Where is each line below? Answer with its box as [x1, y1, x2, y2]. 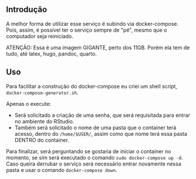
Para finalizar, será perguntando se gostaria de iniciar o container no [6, 147, 171, 154]
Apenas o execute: [6, 100, 51, 107]
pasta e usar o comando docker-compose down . [6, 166, 118, 173]
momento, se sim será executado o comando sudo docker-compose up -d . [6, 154, 183, 161]
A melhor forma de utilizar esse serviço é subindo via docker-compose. [6, 20, 179, 27]
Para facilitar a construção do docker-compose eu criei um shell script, [6, 82, 177, 89]
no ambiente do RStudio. [14, 118, 74, 125]
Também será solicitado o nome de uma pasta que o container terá [14, 124, 177, 131]
